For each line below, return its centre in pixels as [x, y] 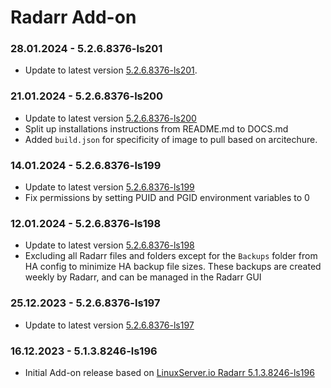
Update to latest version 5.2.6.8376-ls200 [110, 118]
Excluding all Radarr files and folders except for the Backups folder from [171, 256]
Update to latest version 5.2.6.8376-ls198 [109, 245]
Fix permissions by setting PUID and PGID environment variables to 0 [167, 198]
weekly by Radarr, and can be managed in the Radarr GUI [143, 277]
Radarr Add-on [73, 17]
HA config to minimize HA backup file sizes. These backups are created [173, 267]
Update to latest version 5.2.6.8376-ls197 [109, 325]
